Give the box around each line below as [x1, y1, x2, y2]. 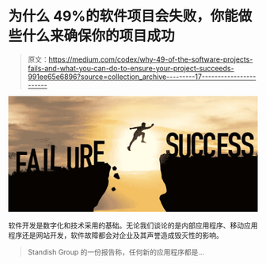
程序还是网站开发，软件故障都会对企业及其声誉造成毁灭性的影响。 [8, 230, 223, 239]
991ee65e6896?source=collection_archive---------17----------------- [27, 72, 256, 81]
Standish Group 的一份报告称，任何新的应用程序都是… [27, 247, 204, 257]
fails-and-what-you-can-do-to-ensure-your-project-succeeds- [27, 63, 235, 73]
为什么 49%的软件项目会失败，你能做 [8, 7, 253, 25]
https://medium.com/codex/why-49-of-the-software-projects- [48, 55, 253, 64]
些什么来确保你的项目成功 [8, 27, 176, 45]
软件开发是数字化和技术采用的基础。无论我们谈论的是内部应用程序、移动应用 [8, 221, 258, 230]
